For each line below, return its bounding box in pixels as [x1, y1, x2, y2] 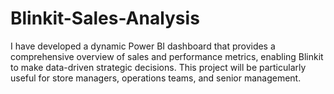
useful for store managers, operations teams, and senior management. [10, 72, 302, 84]
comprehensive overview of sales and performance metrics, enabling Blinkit [10, 50, 324, 62]
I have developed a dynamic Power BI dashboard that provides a [10, 40, 276, 52]
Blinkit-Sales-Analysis [10, 7, 200, 30]
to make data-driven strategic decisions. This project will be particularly [10, 61, 307, 73]
